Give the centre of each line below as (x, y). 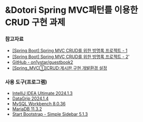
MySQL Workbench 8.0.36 (39, 103)
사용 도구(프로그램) (26, 82)
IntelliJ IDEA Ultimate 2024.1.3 (42, 93)
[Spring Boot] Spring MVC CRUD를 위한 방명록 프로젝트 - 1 (70, 51)
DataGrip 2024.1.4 (30, 98)
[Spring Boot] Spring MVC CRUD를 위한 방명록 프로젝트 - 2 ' (71, 57)
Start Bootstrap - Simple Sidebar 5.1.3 (50, 114)
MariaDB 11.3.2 (27, 109)
